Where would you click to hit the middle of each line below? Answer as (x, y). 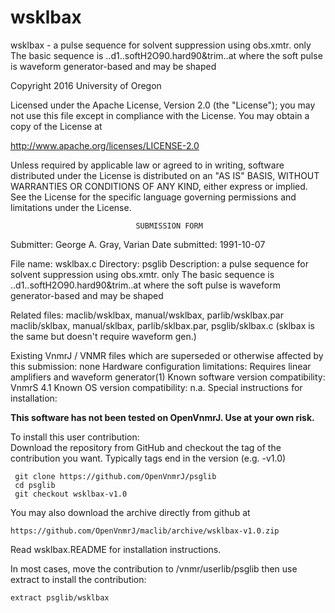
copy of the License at (56, 126)
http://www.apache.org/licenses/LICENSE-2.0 (105, 145)
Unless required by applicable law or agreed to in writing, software (147, 165)
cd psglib (35, 485)
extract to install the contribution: (78, 579)
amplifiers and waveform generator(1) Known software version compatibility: (168, 377)
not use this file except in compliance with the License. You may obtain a (160, 115)
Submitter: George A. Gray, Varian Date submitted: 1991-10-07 (138, 244)
